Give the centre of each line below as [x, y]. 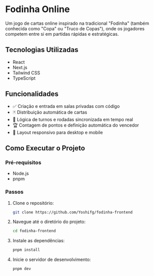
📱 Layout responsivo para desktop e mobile [58, 132]
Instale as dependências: [38, 241]
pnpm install [26, 250]
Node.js [21, 174]
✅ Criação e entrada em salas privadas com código [66, 106]
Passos [14, 192]
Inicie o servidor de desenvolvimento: [52, 260]
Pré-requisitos [23, 162]
